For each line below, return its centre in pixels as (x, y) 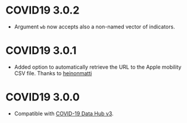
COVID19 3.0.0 (43, 97)
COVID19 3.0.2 (43, 10)
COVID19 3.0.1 (41, 51)
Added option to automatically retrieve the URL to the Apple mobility (98, 67)
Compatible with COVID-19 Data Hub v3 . (64, 114)
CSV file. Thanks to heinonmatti (53, 73)
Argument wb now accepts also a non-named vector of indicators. (94, 27)
